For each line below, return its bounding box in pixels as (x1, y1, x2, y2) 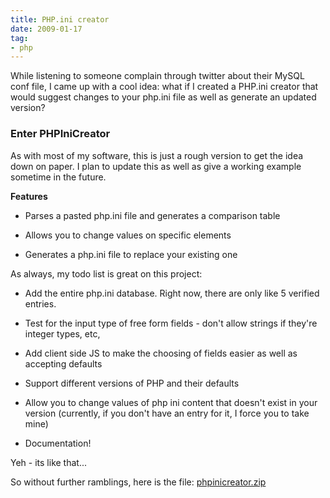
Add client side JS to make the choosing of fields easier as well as (24, 347, 298, 359)
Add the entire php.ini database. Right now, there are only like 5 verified (24, 287, 320, 299)
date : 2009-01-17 (10, 24, 83, 34)
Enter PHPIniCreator (10, 127, 111, 141)
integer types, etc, (24, 327, 101, 340)
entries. (24, 297, 57, 310)
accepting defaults (24, 357, 103, 370)
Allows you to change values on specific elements (24, 229, 232, 241)
